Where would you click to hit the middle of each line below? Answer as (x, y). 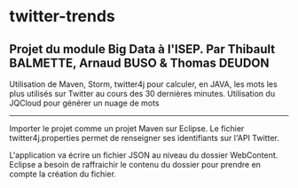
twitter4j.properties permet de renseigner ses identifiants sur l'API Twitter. (144, 138)
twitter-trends (62, 16)
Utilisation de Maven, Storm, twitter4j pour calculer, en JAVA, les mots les (143, 84)
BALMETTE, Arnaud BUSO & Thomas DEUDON (139, 63)
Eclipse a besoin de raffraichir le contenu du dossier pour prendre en (135, 164)
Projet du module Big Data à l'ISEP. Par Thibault (142, 49)
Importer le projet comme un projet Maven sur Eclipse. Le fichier (127, 129)
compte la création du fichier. (63, 174)
